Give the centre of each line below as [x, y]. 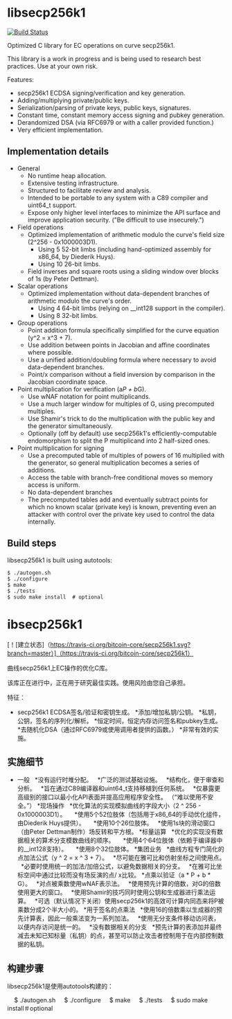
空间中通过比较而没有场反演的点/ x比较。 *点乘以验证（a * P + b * [117, 875]
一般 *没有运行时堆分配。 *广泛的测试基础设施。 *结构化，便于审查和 [121, 780]
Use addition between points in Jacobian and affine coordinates [119, 345]
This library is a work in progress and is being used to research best [104, 59]
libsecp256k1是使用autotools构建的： [61, 986]
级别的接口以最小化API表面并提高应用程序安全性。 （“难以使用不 [115, 797]
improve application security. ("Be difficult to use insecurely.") [116, 220]
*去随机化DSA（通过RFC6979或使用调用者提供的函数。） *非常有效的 [115, 729]
